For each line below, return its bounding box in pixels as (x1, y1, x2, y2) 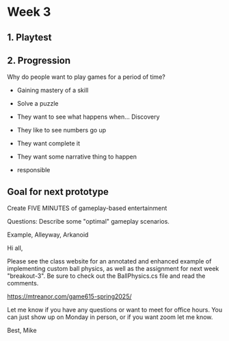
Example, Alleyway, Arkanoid (7, 231, 89, 239)
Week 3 (7, 4, 51, 20)
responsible (16, 166, 51, 174)
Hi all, (7, 244, 23, 252)
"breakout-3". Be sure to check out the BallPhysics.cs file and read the (7, 272, 206, 280)
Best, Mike (7, 327, 37, 335)
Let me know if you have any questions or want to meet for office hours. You (7, 306, 223, 314)
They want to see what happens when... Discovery (16, 113, 160, 121)
